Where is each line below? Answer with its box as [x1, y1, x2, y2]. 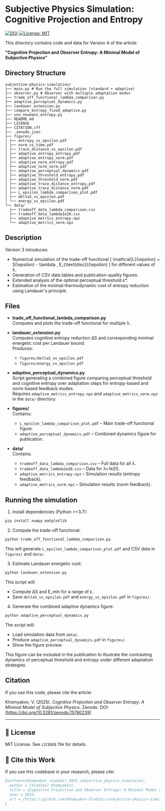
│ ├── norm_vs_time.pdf [5, 142, 54, 147]
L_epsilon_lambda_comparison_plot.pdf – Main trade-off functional [19, 420, 154, 426]
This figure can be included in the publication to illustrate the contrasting [5, 651, 152, 657]
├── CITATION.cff [5, 125, 41, 130]
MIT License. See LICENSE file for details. [5, 741, 87, 747]
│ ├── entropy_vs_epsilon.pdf [5, 138, 67, 143]
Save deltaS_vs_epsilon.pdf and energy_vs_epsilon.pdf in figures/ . [12, 593, 151, 600]
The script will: [5, 622, 35, 627]
